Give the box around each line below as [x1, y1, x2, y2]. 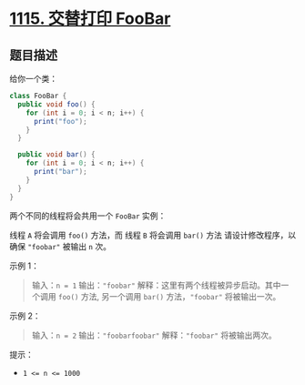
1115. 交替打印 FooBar [9, 8, 171, 29]
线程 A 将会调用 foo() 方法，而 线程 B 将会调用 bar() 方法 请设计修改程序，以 [9, 229, 297, 240]
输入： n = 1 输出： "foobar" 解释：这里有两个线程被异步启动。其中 [31, 279, 281, 290]
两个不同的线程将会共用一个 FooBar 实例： [9, 210, 167, 221]
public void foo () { [17, 99, 96, 109]
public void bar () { [17, 150, 96, 159]
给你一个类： [9, 74, 57, 84]
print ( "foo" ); [33, 117, 88, 126]
